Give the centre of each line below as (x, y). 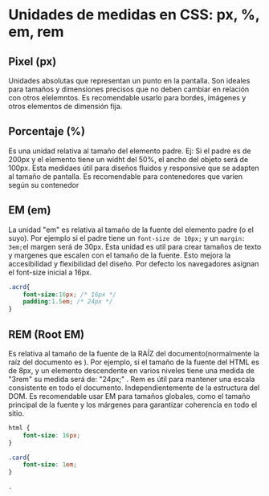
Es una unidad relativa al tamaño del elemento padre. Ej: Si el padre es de (130, 151)
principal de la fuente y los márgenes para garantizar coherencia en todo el (133, 405)
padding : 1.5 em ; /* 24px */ (68, 302)
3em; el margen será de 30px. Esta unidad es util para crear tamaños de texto (135, 246)
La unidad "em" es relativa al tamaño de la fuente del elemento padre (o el (131, 230)
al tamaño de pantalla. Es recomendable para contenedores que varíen (126, 176)
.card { (19, 457)
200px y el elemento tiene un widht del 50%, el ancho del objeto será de (128, 159)
